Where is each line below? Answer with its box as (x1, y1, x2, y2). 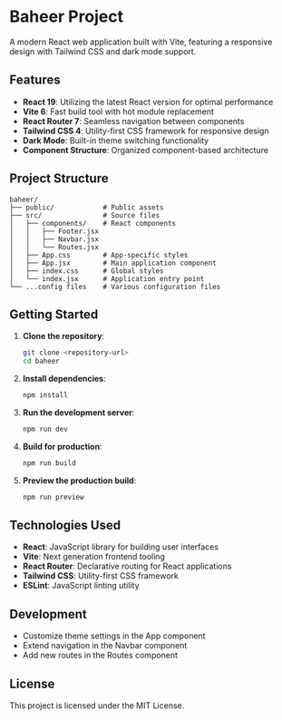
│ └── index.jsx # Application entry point (9, 274, 205, 283)
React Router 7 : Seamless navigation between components (22, 115, 245, 126)
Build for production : (22, 441, 102, 452)
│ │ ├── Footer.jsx (9, 227, 100, 236)
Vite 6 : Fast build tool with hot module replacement (22, 106, 215, 117)
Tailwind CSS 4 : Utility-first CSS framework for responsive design (22, 125, 269, 136)
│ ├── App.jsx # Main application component (9, 258, 218, 268)
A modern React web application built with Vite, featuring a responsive (9, 36, 273, 47)
